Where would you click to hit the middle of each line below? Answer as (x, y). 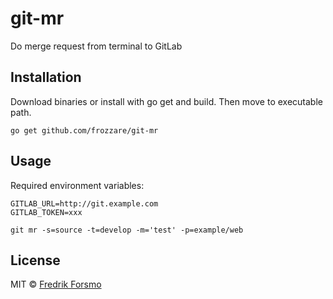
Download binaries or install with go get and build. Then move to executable (166, 101)
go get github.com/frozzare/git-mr (84, 130)
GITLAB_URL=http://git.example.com (84, 203)
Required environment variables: (77, 185)
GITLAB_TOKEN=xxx (46, 212)
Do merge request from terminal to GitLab (96, 46)
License (35, 260)
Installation (46, 77)
